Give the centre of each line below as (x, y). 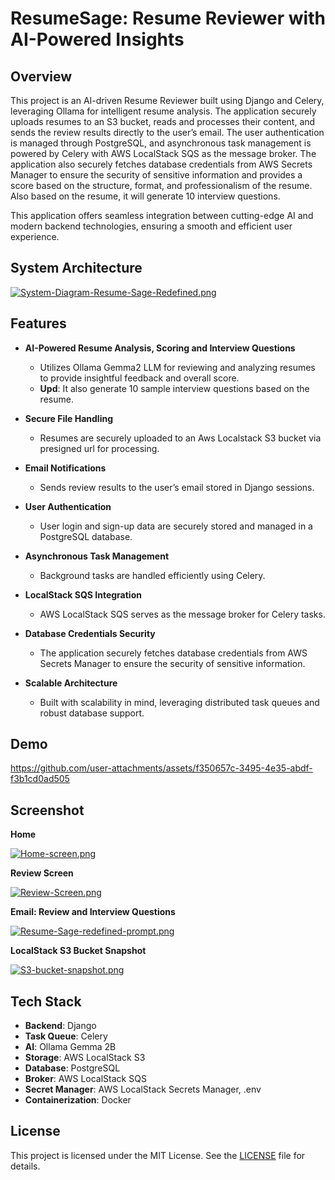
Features (38, 323)
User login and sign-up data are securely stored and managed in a (176, 526)
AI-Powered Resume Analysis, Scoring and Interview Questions (160, 348)
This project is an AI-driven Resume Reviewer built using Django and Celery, (167, 100)
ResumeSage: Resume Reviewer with (168, 18)
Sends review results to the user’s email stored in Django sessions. (177, 487)
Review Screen (42, 873)
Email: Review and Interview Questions (93, 912)
